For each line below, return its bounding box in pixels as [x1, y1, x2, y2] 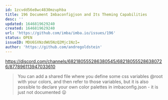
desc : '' [5, 16, 24, 21]
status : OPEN [5, 35, 33, 40]
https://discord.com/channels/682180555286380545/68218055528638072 [5, 58, 162, 64]
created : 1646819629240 [5, 26, 55, 31]
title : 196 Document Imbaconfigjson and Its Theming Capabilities [5, 12, 147, 17]
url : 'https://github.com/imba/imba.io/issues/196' [5, 30, 116, 35]
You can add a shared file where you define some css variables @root [17, 73, 163, 79]
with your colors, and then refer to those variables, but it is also [17, 78, 149, 84]
